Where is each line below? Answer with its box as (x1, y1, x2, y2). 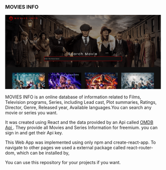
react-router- (126, 145, 153, 151)
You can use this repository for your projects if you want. (5, 160, 121, 166)
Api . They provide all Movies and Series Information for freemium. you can (5, 125, 158, 130)
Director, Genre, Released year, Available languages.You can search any (5, 105, 152, 111)
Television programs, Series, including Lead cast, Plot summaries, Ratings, (5, 99, 157, 105)
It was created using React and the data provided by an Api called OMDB (5, 120, 154, 126)
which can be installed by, (16, 150, 70, 156)
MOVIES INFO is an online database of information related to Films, (5, 94, 142, 100)
